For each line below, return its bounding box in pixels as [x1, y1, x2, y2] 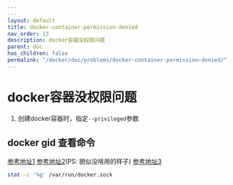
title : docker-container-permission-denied [7, 23, 139, 30]
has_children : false [7, 50, 69, 57]
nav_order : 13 [7, 30, 50, 38]
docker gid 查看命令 [7, 137, 96, 149]
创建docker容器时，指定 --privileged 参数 [17, 114, 139, 123]
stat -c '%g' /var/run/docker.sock [7, 171, 113, 178]
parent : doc [7, 43, 43, 50]
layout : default [7, 17, 55, 24]
